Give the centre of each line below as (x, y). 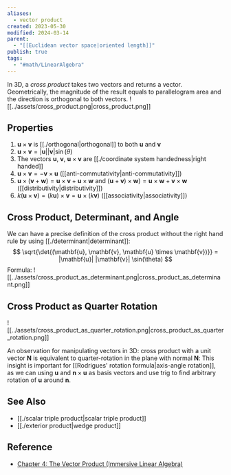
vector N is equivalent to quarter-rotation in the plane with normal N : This (111, 358)
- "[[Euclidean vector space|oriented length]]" (84, 45)
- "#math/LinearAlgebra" (49, 65)
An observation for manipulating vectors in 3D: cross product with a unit (109, 351)
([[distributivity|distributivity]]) (60, 188)
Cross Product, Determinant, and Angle (93, 217)
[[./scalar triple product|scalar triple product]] (81, 418)
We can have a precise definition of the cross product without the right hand (115, 234)
